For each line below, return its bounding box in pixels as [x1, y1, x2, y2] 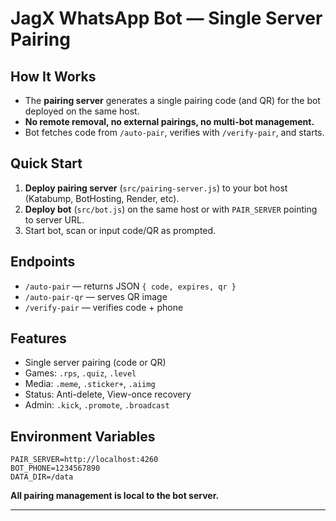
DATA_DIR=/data [10, 472, 74, 482]
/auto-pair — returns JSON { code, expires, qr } [24, 280, 237, 292]
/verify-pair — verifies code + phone [24, 301, 184, 313]
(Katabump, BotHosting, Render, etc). [24, 192, 180, 204]
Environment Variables [10, 428, 156, 445]
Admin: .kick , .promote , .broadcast [24, 399, 170, 411]
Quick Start [10, 155, 83, 172]
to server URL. [24, 213, 85, 226]
